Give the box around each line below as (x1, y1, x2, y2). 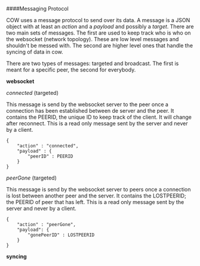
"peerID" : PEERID (27, 153, 73, 159)
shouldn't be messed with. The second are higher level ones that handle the (6, 42, 193, 49)
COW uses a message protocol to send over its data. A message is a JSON (6, 17, 190, 23)
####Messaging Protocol (6, 5, 69, 12)
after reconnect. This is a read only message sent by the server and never (6, 120, 188, 127)
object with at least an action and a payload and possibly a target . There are (6, 23, 194, 30)
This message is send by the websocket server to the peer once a (6, 101, 169, 108)
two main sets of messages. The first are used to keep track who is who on (6, 29, 191, 36)
